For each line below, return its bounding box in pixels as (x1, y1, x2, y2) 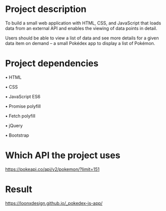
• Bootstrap (5, 132, 29, 138)
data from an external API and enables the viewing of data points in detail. (5, 25, 157, 31)
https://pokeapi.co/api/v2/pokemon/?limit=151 (5, 166, 100, 172)
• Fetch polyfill (5, 113, 36, 119)
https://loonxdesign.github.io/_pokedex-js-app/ (5, 200, 103, 206)
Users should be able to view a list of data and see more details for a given (5, 35, 159, 41)
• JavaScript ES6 (5, 93, 41, 99)
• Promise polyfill (5, 103, 41, 109)
